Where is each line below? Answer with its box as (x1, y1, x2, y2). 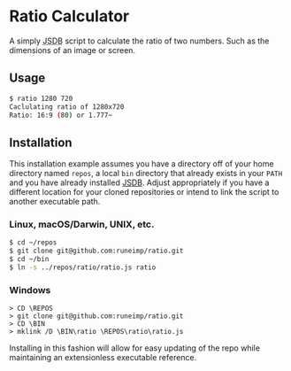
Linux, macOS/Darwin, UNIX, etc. (9, 219, 155, 231)
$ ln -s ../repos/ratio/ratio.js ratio (9, 263, 157, 272)
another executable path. (9, 197, 101, 207)
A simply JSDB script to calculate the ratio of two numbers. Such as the (9, 35, 270, 46)
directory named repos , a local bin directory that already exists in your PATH (9, 168, 283, 179)
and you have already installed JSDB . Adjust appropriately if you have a (9, 177, 270, 188)
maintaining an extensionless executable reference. (9, 352, 197, 363)
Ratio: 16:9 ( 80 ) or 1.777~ (9, 111, 113, 120)
